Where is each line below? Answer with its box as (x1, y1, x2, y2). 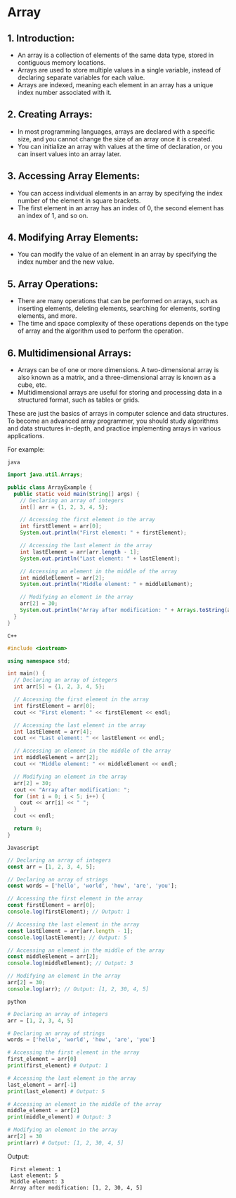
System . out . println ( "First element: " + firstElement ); (20, 529, 188, 537)
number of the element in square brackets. (17, 196, 141, 205)
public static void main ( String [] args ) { (13, 490, 140, 497)
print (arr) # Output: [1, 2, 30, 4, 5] (7, 1139, 124, 1147)
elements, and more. (17, 312, 77, 320)
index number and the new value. (17, 257, 114, 266)
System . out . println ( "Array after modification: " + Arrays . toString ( (20, 606, 228, 614)
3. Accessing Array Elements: (7, 170, 140, 182)
